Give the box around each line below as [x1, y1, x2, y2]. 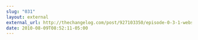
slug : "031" [6, 8, 35, 15]
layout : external [6, 14, 49, 20]
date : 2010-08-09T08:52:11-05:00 [6, 25, 88, 31]
